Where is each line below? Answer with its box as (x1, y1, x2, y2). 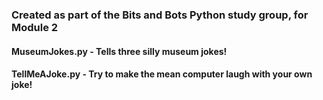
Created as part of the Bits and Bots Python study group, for (11, 8, 309, 22)
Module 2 (11, 20, 59, 34)
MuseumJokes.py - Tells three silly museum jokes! (11, 45, 228, 57)
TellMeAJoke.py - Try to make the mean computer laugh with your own (11, 68, 313, 80)
